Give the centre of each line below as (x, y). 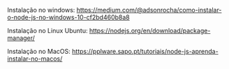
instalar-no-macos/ (35, 59)
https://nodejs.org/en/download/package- (150, 31)
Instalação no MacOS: (39, 51)
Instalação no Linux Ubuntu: (47, 31)
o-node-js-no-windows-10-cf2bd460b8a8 (69, 17)
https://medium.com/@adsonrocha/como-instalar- (149, 10)
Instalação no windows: (41, 10)
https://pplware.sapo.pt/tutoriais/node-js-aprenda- (145, 51)
